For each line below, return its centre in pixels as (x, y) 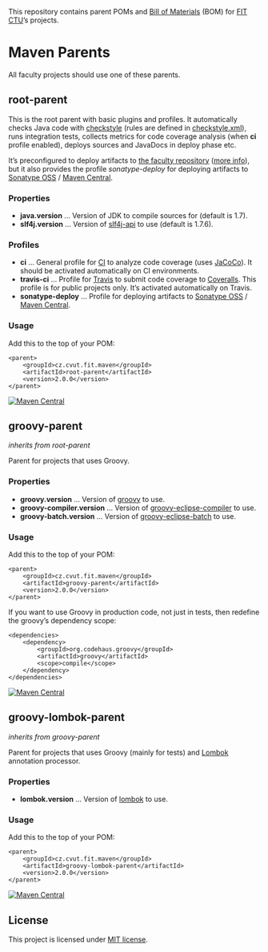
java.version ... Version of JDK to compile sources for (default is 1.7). (134, 216)
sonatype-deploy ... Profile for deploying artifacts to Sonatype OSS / (134, 297)
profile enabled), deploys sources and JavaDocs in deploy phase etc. (122, 144)
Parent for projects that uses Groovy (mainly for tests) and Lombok (118, 752)
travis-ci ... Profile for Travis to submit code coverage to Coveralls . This (138, 279)
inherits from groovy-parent (54, 736)
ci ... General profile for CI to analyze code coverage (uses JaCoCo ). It (136, 262)
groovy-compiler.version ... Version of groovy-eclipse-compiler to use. (138, 508)
